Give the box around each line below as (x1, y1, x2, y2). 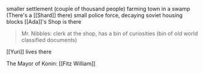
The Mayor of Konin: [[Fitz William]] (6, 60, 96, 67)
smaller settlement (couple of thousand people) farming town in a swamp (6, 5, 191, 12)
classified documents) (21, 36, 77, 43)
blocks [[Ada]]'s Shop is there (6, 18, 82, 25)
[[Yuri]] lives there (6, 48, 52, 55)
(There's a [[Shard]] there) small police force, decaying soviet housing (6, 12, 183, 19)
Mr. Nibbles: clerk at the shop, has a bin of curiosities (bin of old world (21, 30, 198, 37)
